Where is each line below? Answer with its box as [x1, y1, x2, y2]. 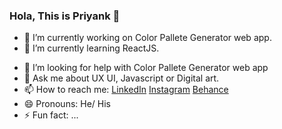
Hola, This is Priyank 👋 [9, 9, 121, 23]
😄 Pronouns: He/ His [23, 98, 112, 110]
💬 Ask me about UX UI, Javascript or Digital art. [23, 72, 220, 84]
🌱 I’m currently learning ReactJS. [23, 42, 160, 54]
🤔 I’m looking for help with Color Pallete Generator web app [23, 62, 269, 74]
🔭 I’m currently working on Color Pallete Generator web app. [23, 32, 272, 44]
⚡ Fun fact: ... [23, 109, 79, 121]
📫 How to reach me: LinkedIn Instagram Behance [23, 84, 229, 96]
